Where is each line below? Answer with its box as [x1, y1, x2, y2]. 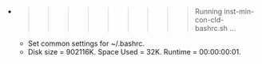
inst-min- [223, 7, 255, 16]
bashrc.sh [194, 24, 228, 32]
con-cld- [194, 15, 224, 24]
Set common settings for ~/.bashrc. [27, 39, 145, 48]
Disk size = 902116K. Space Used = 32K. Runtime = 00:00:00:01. [27, 47, 241, 56]
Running [194, 7, 223, 16]
